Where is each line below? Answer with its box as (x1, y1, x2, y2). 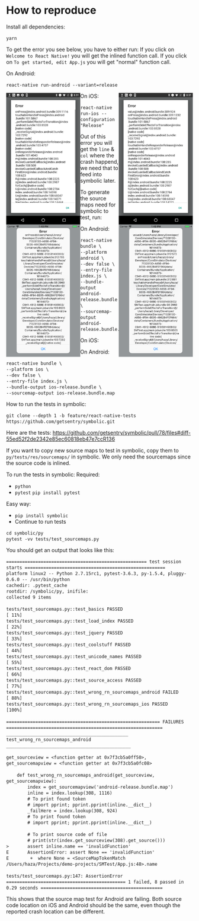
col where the (80, 152, 114, 159)
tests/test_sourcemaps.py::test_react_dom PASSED (6, 665, 131, 671)
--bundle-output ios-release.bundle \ (6, 384, 102, 390)
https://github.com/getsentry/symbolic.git (6, 419, 115, 425)
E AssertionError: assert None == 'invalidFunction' (6, 849, 155, 855)
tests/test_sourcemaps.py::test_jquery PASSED (6, 630, 123, 636)
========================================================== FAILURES (6, 719, 184, 725)
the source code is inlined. (6, 459, 71, 466)
